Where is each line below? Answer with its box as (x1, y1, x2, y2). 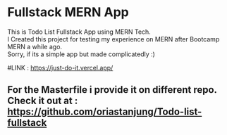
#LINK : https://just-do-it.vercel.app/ (7, 63, 114, 72)
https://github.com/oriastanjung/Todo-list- (7, 106, 202, 118)
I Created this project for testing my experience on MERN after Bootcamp (7, 34, 220, 43)
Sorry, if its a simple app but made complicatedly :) (7, 50, 155, 58)
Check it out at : (7, 95, 78, 107)
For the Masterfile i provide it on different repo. (7, 84, 217, 96)
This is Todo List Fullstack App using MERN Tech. (7, 27, 152, 36)
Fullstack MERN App (7, 4, 129, 20)
